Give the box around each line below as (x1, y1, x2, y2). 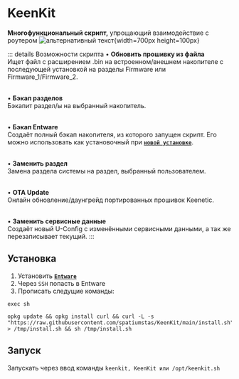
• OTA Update (7, 188, 50, 196)
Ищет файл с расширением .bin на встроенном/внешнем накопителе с (7, 57, 224, 65)
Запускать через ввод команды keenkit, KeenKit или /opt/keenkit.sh (7, 363, 221, 372)
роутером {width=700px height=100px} (7, 36, 201, 44)
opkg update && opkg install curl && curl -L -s (7, 313, 154, 320)
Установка (7, 252, 57, 265)
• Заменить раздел (7, 159, 68, 168)
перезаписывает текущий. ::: (7, 232, 95, 240)
